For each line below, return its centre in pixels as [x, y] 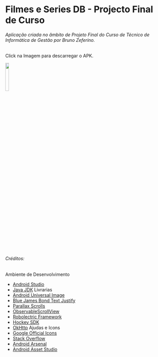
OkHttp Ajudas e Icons [36, 327]
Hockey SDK [26, 322]
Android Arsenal [30, 344]
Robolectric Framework [37, 317]
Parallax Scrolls [29, 306]
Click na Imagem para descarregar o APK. [49, 56]
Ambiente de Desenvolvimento [37, 274]
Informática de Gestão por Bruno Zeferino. [50, 40]
